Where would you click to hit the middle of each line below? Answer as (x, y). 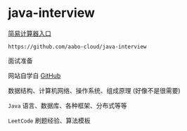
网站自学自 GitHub (34, 75)
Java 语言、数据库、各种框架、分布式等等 (67, 105)
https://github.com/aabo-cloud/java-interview (77, 46)
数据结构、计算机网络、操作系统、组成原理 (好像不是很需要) (95, 90)
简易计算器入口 (30, 33)
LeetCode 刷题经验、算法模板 (49, 120)
